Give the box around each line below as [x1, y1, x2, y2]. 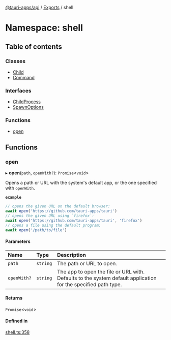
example [5, 195, 22, 200]
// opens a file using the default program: [5, 223, 101, 228]
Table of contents [5, 42, 62, 51]
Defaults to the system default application [56, 274, 157, 282]
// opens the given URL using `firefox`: [5, 213, 95, 218]
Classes [5, 57, 26, 65]
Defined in [5, 318, 28, 324]
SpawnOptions [12, 104, 44, 110]
